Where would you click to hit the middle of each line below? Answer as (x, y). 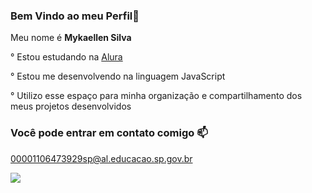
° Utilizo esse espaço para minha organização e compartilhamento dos (156, 96)
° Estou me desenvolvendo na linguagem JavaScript (118, 76)
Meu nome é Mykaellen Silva (71, 38)
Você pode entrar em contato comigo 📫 (109, 133)
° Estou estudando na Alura (66, 57)
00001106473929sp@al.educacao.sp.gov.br (101, 158)
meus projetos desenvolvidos (71, 106)
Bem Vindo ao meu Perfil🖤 (75, 16)
